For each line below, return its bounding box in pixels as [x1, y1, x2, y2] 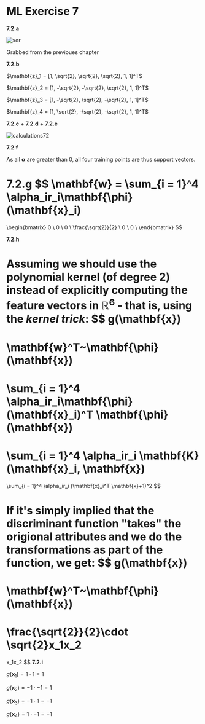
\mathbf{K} [139, 449, 199, 462]
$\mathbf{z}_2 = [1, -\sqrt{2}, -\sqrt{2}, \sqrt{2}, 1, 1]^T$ [6, 84, 149, 92]
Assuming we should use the [6, 257, 157, 271]
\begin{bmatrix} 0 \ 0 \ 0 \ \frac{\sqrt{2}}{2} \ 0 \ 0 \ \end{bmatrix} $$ [6, 223, 183, 231]
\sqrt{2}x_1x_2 [6, 638, 82, 652]
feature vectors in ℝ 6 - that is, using [6, 296, 193, 313]
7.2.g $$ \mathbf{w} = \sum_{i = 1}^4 [6, 177, 199, 191]
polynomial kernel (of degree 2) [6, 270, 171, 284]
